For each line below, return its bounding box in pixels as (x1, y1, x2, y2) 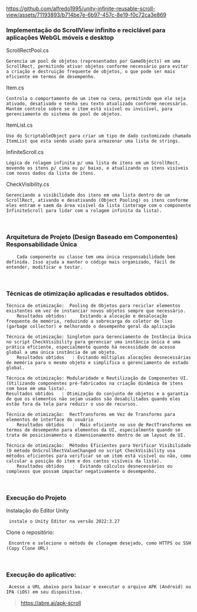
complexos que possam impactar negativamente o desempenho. (6, 468, 157, 474)
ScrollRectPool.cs (6, 47, 49, 54)
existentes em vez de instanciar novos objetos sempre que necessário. (6, 308, 186, 314)
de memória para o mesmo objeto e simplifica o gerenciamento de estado (6, 359, 189, 366)
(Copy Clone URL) (6, 546, 49, 552)
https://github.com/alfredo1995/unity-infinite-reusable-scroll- (6, 5, 156, 12)
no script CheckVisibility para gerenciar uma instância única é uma (6, 339, 181, 345)
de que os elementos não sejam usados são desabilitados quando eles (6, 396, 181, 402)
